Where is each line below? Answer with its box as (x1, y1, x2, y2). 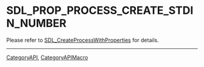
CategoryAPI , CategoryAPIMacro (6, 54, 88, 61)
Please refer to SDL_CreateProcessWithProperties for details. (6, 36, 159, 43)
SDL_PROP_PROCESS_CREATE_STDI (6, 4, 194, 18)
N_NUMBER (6, 16, 67, 30)
